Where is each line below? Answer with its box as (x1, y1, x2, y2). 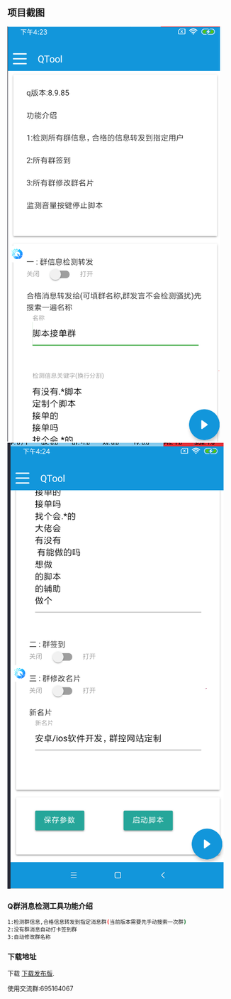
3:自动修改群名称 (7, 933, 51, 941)
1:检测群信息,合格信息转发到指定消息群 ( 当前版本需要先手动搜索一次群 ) (7, 919, 187, 926)
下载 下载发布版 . (7, 969, 55, 978)
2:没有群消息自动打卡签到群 (7, 926, 78, 933)
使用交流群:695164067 (7, 984, 74, 993)
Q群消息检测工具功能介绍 (7, 901, 94, 911)
